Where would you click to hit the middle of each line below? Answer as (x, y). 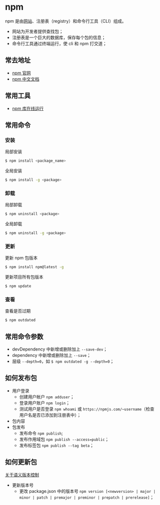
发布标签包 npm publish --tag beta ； (57, 445)
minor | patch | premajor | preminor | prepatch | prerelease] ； (87, 497)
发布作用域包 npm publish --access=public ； (64, 439)
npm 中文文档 (26, 79)
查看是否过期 (18, 311)
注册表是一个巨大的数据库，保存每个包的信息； (59, 37)
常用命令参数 (24, 337)
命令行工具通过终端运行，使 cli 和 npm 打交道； (59, 43)
